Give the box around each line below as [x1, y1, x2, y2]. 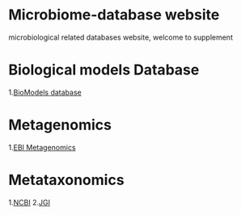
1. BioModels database [8, 87, 82, 97]
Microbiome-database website [8, 6, 220, 24]
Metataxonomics [8, 171, 125, 189]
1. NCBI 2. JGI [8, 197, 51, 207]
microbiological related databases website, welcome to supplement [8, 32, 233, 42]
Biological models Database [8, 61, 200, 79]
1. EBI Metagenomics [8, 142, 76, 152]
